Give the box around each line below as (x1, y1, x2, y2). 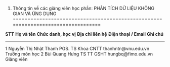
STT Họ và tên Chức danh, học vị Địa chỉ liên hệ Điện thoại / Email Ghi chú (5, 31, 163, 37)
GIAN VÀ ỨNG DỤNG (12, 11, 57, 17)
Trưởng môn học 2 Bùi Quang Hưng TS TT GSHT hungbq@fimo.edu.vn (5, 51, 153, 57)
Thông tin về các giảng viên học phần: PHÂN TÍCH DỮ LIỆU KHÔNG (12, 6, 155, 11)
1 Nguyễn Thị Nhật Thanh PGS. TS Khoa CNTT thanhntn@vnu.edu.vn (5, 46, 150, 51)
